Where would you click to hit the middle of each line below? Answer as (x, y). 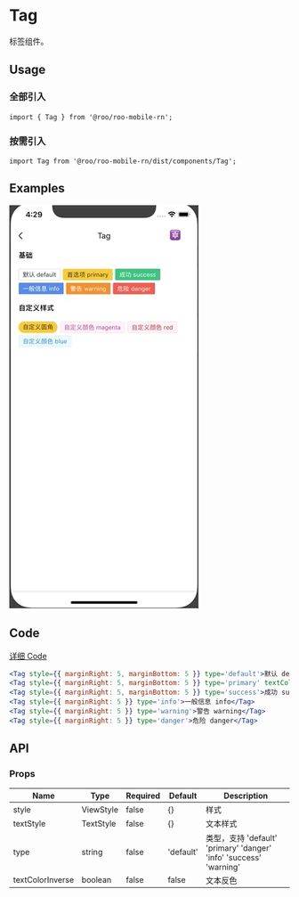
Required (143, 795)
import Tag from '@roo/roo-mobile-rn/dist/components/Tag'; (123, 161)
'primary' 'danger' (239, 848)
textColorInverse (44, 880)
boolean (97, 880)
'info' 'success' (234, 857)
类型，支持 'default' (242, 837)
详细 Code (28, 656)
